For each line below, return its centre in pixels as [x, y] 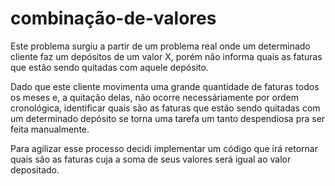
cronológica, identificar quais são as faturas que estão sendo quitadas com [165, 108]
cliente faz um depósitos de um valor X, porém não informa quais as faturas [166, 56]
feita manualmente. [50, 129]
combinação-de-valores [113, 18]
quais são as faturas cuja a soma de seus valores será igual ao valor [151, 159]
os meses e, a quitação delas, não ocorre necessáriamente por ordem [155, 97]
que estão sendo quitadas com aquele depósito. [109, 67]
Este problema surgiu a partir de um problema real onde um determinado [160, 46]
